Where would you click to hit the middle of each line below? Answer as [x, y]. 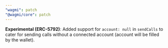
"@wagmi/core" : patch [28, 15]
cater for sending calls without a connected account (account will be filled [82, 34]
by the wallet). [20, 40]
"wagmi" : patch [21, 10]
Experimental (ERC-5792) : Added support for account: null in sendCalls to [84, 29]
